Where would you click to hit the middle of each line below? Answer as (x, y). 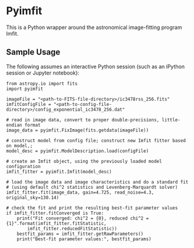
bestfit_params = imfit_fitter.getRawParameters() (80, 234)
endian (14, 125)
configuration (24, 166)
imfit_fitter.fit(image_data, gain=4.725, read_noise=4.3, (80, 192)
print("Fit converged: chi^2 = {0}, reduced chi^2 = (83, 218)
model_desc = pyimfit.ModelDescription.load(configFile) (78, 151)
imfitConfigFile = (29, 104)
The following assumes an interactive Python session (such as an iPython (95, 66)
